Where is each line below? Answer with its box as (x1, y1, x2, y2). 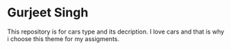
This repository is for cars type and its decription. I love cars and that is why (7, 27, 225, 36)
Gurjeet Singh (7, 5, 89, 21)
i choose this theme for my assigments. (7, 34, 120, 42)
